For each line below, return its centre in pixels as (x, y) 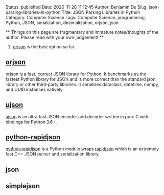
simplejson (23, 186)
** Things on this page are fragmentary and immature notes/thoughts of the (82, 32)
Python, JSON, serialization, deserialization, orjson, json (62, 22)
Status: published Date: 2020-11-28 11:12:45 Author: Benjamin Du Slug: (77, 7)
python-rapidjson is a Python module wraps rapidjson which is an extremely (82, 149)
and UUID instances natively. (35, 89)
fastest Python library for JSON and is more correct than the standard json (81, 79)
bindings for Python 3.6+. (31, 122)
